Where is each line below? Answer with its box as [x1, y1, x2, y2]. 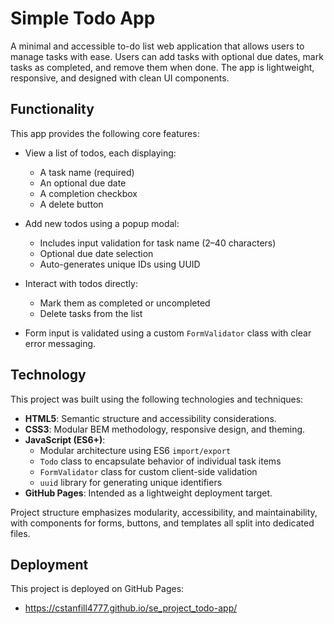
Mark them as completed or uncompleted [39, 297, 211, 309]
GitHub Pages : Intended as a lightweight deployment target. [24, 487, 273, 499]
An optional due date [39, 177, 127, 189]
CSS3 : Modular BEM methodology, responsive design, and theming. [24, 423, 306, 435]
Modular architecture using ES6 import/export [39, 444, 232, 456]
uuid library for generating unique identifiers [39, 476, 223, 488]
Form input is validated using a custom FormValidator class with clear [24, 327, 312, 339]
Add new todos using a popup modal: [24, 217, 180, 229]
